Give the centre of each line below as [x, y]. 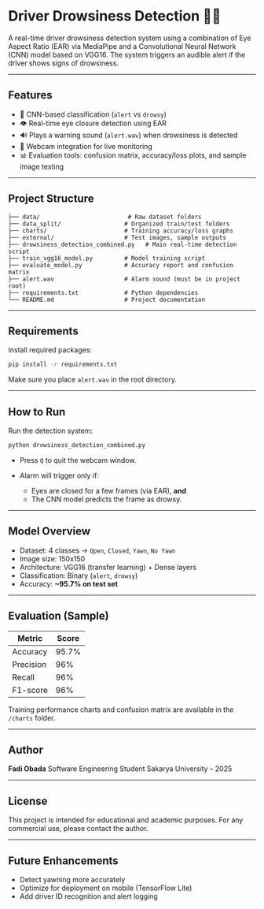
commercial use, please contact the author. [78, 829]
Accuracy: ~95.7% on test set [68, 583]
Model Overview [49, 531]
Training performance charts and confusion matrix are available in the [121, 710]
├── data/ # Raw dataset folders [105, 217]
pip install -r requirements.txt [63, 365]
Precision [29, 664]
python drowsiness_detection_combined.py [77, 445]
